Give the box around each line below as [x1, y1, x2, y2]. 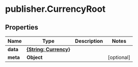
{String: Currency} [26, 46, 70, 53]
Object [26, 54, 43, 61]
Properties [5, 23, 38, 32]
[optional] [107, 54, 131, 61]
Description [74, 38, 103, 44]
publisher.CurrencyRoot [5, 3, 106, 15]
